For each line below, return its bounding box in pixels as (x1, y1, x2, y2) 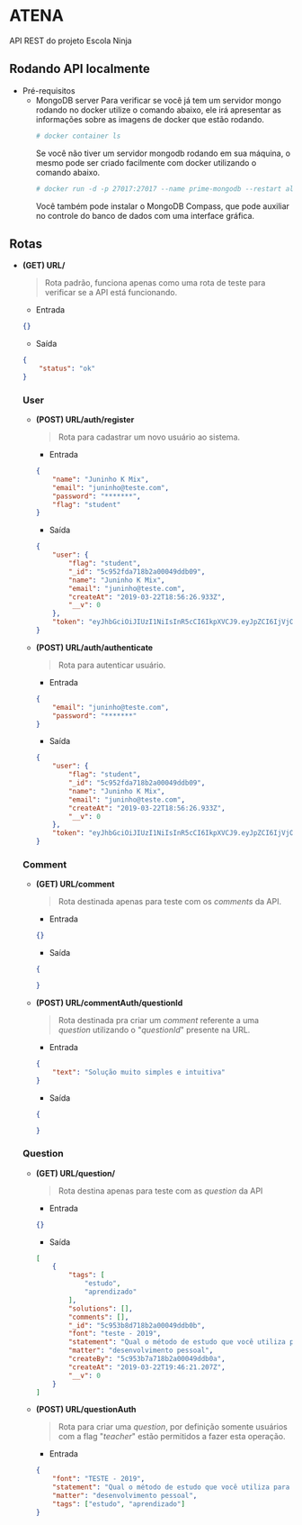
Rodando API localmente (9, 61, 150, 77)
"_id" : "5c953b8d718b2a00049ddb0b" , (67, 1321, 206, 1330)
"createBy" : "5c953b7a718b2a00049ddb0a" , (67, 1355, 226, 1364)
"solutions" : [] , (67, 1303, 133, 1313)
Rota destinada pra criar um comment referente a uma (58, 1015, 259, 1026)
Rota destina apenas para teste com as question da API (58, 1185, 263, 1196)
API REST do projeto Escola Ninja (9, 35, 132, 46)
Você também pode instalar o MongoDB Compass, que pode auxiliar (35, 200, 290, 212)
